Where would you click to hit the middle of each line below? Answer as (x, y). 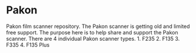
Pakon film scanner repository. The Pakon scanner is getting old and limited (98, 26)
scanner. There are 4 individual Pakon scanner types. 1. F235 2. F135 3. (93, 38)
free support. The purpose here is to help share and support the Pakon (92, 32)
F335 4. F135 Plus (28, 45)
